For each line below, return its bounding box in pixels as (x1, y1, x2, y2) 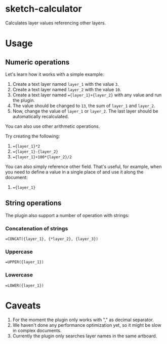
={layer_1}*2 (12, 144, 40, 149)
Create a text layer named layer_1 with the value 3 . (12, 81, 119, 87)
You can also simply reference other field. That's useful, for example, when (5, 163, 162, 169)
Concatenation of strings (5, 225, 68, 232)
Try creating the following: (5, 133, 60, 139)
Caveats (5, 300, 41, 311)
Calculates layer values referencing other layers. (5, 20, 106, 26)
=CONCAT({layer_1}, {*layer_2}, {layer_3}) (5, 236, 99, 242)
